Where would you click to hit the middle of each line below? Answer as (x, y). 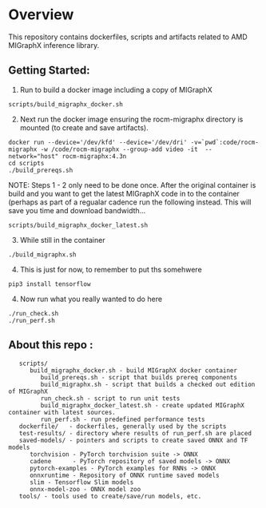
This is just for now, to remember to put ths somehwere (111, 269)
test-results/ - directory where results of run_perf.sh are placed (135, 433)
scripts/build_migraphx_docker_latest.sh (78, 225)
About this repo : (51, 345)
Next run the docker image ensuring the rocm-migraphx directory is (131, 119)
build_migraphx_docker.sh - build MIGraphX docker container (133, 370)
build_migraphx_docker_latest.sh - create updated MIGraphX (143, 405)
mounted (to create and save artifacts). (84, 127)
